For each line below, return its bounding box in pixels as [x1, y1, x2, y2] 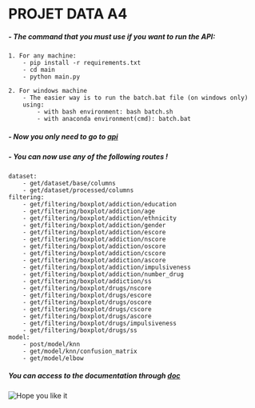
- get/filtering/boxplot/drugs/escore [22, 291, 152, 299]
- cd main [22, 66, 56, 74]
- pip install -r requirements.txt [22, 59, 141, 67]
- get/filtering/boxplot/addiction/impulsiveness [22, 263, 192, 271]
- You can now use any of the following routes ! [8, 152, 169, 162]
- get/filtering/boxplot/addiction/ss [22, 277, 152, 285]
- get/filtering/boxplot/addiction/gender [22, 221, 166, 229]
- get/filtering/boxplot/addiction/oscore [22, 242, 166, 250]
